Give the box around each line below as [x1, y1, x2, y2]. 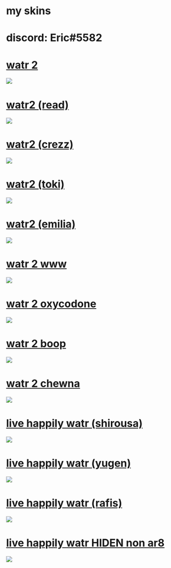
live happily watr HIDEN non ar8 [6, 536, 165, 550]
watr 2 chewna [6, 377, 81, 390]
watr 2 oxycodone [6, 297, 97, 311]
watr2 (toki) [6, 178, 65, 191]
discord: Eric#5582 [6, 31, 103, 45]
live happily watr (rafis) [6, 496, 123, 510]
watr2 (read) [6, 98, 69, 112]
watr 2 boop [6, 337, 67, 351]
